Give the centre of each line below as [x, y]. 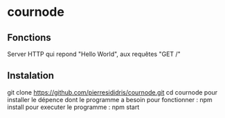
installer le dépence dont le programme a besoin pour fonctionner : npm [110, 99]
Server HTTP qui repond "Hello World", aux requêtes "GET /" [94, 54]
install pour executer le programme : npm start [73, 107]
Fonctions [29, 38]
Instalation [30, 76]
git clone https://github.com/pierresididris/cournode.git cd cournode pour [112, 92]
